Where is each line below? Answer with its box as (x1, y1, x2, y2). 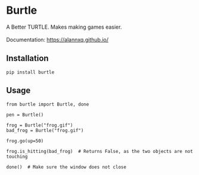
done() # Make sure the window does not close (6, 164, 127, 170)
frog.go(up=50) (6, 138, 44, 144)
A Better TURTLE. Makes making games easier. (6, 23, 122, 30)
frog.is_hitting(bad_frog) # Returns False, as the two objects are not (6, 148, 194, 154)
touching (6, 153, 28, 159)
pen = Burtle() (6, 112, 44, 118)
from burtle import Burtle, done (6, 101, 89, 108)
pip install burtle (6, 69, 55, 75)
